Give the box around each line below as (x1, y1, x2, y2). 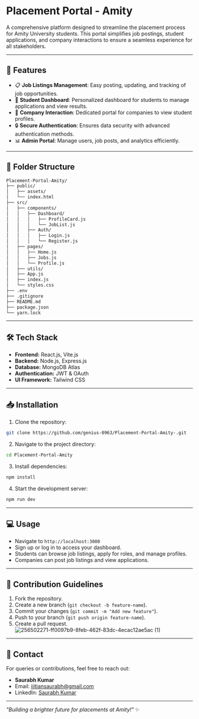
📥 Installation (6, 400, 59, 410)
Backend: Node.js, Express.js (14, 357, 87, 365)
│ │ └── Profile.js (6, 260, 65, 266)
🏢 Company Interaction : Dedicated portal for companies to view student (14, 108, 192, 116)
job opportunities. (14, 90, 58, 97)
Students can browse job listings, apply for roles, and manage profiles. (14, 550, 188, 557)
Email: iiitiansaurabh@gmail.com (14, 683, 94, 689)
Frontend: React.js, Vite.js (14, 351, 79, 358)
